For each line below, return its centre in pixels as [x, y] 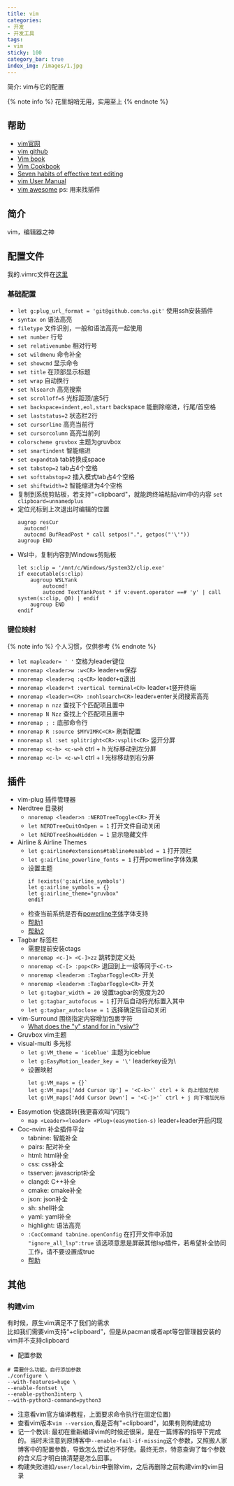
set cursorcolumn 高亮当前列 [59, 433]
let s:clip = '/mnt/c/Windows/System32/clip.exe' [91, 568]
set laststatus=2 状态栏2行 [57, 416]
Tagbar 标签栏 [38, 940]
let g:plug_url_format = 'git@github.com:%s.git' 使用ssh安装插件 [115, 311]
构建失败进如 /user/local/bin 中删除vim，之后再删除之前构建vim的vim [117, 1467]
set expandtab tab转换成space [61, 460]
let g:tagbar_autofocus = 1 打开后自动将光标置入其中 [106, 1001]
